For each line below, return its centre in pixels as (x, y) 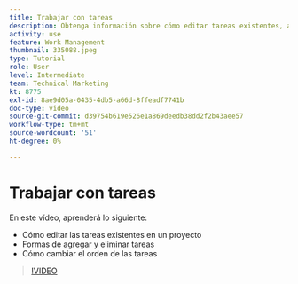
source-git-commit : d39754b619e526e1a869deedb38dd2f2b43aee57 (126, 116)
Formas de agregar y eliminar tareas (88, 244)
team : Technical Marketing (59, 83)
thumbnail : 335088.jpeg (53, 51)
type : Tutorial (37, 59)
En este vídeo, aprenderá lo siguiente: (78, 217)
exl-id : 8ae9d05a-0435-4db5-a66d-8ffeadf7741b (97, 100)
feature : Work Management (57, 42)
